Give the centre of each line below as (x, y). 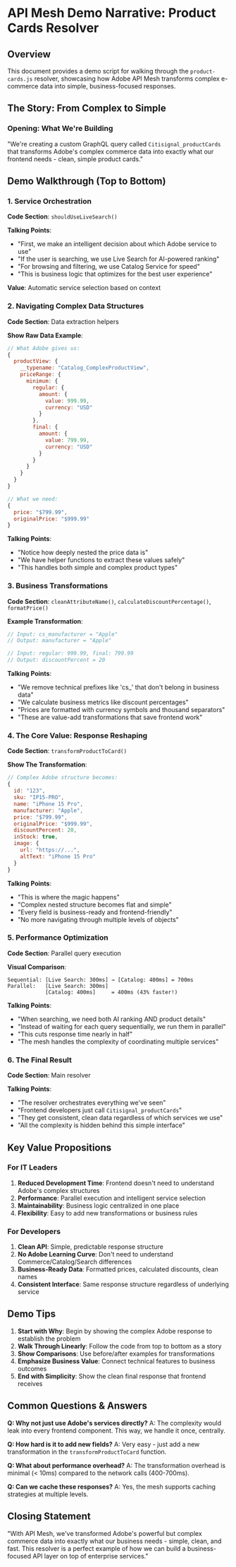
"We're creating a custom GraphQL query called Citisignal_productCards (114, 144)
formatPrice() (28, 608)
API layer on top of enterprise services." (91, 1556)
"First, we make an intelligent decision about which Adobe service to (117, 244)
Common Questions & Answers (77, 1406)
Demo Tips (32, 1314)
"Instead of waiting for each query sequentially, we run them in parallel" (122, 1026)
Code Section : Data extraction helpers (63, 321)
